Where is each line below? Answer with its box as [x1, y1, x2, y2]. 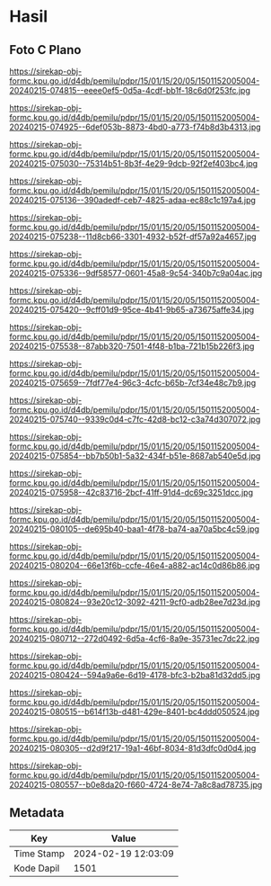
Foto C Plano [9, 42, 82, 58]
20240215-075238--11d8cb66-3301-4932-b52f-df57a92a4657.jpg [9, 231, 258, 242]
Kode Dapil [13, 862, 60, 874]
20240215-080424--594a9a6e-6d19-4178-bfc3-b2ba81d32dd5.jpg [9, 670, 261, 680]
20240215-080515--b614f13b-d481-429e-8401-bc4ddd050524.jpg [9, 706, 260, 717]
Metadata [9, 805, 65, 820]
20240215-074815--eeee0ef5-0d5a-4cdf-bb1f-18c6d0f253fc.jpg [9, 85, 251, 95]
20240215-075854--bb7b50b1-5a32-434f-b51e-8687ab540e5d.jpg [9, 451, 261, 461]
